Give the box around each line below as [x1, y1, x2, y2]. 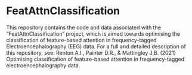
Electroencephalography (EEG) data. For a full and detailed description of [6, 43, 186, 50]
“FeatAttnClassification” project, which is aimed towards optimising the [6, 30, 181, 37]
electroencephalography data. [6, 61, 80, 69]
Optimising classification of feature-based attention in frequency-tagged [6, 55, 185, 62]
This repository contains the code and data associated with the [6, 24, 161, 31]
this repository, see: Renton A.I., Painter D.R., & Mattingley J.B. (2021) [6, 49, 176, 56]
